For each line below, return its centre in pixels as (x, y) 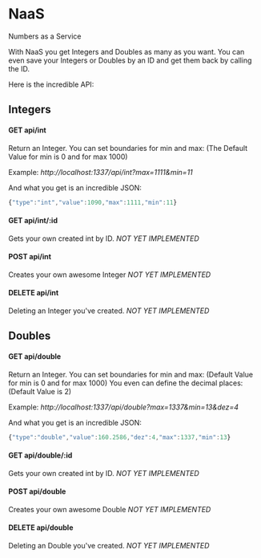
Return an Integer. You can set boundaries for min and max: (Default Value (131, 374)
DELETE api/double (41, 527)
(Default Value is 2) (40, 391)
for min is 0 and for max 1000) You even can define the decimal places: (126, 383)
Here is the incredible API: (51, 84)
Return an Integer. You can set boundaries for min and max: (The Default (128, 148)
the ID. (19, 68)
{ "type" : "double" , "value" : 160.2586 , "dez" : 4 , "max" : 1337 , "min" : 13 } (120, 437)
